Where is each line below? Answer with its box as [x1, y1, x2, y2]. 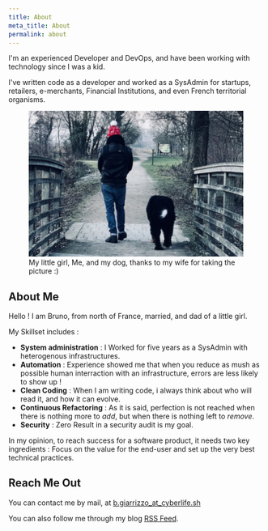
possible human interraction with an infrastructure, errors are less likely [19, 368, 259, 378]
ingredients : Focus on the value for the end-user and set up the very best [8, 444, 255, 453]
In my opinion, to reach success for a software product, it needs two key [8, 435, 250, 445]
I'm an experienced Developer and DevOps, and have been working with [8, 53, 251, 63]
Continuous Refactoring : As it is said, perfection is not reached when [19, 402, 255, 412]
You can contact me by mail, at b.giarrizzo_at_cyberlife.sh [8, 498, 201, 508]
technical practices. [8, 452, 74, 462]
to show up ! [19, 376, 62, 386]
